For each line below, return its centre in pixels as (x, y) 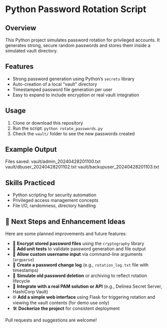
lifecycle (21, 281)
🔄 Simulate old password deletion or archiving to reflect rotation (80, 276)
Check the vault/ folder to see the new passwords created (73, 133)
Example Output (31, 150)
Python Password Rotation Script (76, 9)
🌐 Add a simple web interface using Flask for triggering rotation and (84, 297)
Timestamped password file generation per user (62, 89)
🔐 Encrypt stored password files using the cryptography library (78, 244)
